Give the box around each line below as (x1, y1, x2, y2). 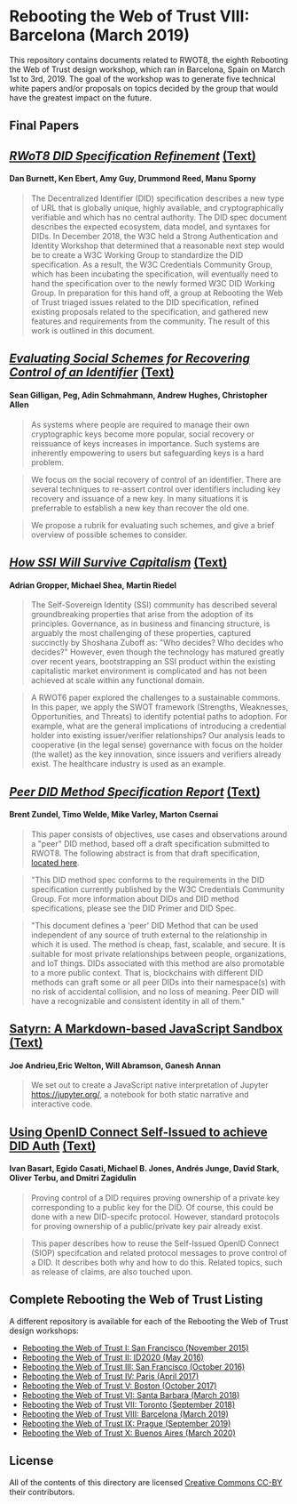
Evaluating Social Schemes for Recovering (9, 351, 251, 366)
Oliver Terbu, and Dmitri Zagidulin (9, 1172, 137, 1184)
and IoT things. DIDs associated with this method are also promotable (30, 958, 285, 969)
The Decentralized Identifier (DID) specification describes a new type (30, 193, 285, 204)
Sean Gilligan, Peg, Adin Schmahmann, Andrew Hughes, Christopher (9, 390, 268, 400)
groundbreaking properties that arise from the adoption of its (30, 609, 254, 620)
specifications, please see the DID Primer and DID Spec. (30, 903, 237, 913)
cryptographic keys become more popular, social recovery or (30, 429, 255, 439)
